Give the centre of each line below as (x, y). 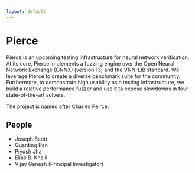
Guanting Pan (31, 145)
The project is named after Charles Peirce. (58, 106)
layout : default (26, 12)
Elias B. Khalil (31, 158)
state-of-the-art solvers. (36, 94)
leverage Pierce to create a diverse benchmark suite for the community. (93, 76)
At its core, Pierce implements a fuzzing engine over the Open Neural (90, 63)
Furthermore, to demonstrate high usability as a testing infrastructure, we (95, 82)
